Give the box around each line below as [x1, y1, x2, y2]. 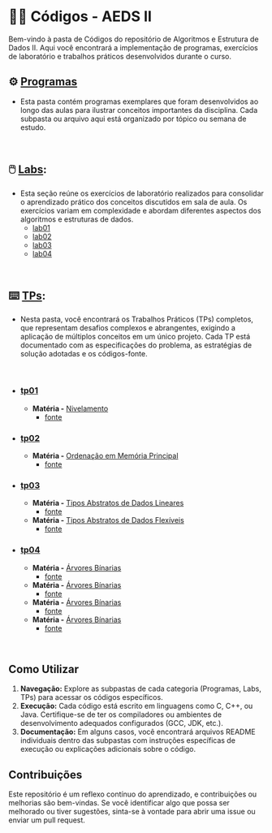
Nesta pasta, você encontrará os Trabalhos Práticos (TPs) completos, [19, 314, 254, 324]
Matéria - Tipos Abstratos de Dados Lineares [32, 499, 184, 508]
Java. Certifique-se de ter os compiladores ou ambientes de [19, 710, 222, 719]
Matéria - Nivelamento [32, 404, 109, 413]
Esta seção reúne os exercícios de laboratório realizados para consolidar [19, 188, 264, 198]
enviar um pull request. [8, 815, 85, 825]
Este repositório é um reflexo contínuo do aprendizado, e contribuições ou [8, 789, 257, 799]
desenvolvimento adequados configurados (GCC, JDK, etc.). [19, 719, 223, 728]
